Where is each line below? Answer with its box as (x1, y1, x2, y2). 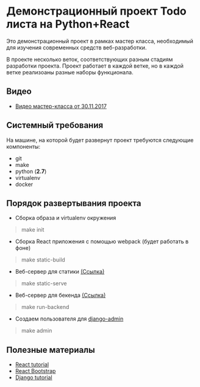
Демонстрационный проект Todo (6, 4, 187, 18)
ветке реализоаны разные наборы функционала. (6, 68, 134, 76)
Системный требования (6, 120, 104, 130)
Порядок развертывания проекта (6, 198, 141, 208)
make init (21, 226, 45, 233)
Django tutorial (15, 374, 53, 382)
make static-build (21, 256, 65, 263)
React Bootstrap (15, 367, 56, 375)
